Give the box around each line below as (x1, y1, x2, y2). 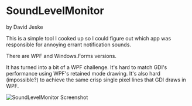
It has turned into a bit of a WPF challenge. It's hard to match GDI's (6, 63, 167, 71)
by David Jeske (6, 23, 43, 30)
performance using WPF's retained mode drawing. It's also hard (6, 70, 161, 77)
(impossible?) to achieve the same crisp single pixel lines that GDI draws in (6, 76, 186, 83)
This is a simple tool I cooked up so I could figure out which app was (6, 35, 172, 42)
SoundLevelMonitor (6, 4, 104, 18)
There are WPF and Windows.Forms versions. (6, 52, 117, 59)
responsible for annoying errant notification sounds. (6, 41, 132, 48)
